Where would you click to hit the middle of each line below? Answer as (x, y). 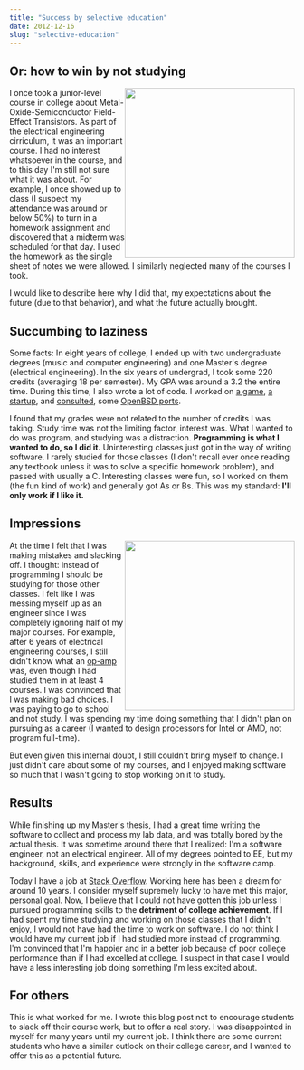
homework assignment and (60, 228)
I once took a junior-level (56, 93)
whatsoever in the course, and (66, 160)
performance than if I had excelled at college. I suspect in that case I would (149, 957)
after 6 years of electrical (57, 641)
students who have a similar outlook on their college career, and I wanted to (151, 1046)
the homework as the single (61, 256)
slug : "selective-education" (64, 34)
